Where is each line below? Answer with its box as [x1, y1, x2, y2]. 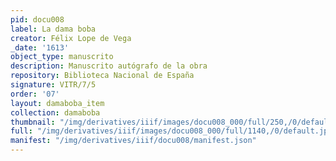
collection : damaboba [10, 107, 101, 118]
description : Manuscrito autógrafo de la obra [10, 61, 208, 71]
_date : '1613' [10, 42, 70, 53]
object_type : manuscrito [10, 52, 114, 62]
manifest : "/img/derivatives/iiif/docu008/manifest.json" [10, 136, 257, 146]
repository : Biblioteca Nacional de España [10, 71, 195, 81]
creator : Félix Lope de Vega [10, 33, 132, 43]
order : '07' [10, 89, 60, 99]
